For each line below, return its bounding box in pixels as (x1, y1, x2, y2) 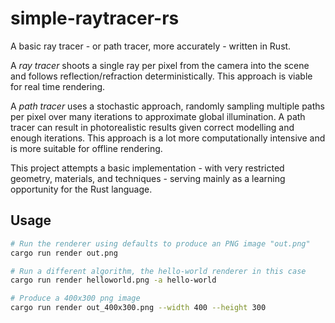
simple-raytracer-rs (10, 7, 180, 30)
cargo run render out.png (10, 248, 118, 258)
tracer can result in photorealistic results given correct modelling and (10, 121, 295, 133)
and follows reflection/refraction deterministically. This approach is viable (10, 70, 313, 82)
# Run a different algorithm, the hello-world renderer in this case (10, 266, 307, 276)
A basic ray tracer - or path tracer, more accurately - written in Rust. (10, 40, 292, 52)
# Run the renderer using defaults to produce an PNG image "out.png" (10, 238, 311, 249)
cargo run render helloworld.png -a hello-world (10, 275, 217, 286)
